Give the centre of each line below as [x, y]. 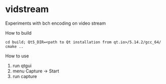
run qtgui [22, 65]
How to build [18, 33]
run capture [25, 76]
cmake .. [14, 46]
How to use [17, 56]
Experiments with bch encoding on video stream [56, 23]
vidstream [27, 9]
